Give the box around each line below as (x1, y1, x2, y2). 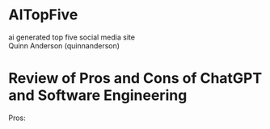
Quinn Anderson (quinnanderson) (8, 40, 120, 50)
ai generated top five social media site (8, 32, 136, 42)
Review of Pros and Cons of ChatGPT (8, 69, 263, 88)
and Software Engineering (8, 86, 188, 105)
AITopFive (8, 6, 78, 24)
